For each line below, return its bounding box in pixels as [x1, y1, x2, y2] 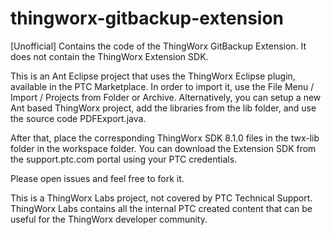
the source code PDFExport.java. [10, 112, 147, 124]
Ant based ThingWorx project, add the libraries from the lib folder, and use [10, 102, 317, 114]
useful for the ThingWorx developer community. [10, 213, 208, 225]
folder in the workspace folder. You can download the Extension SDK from [10, 142, 317, 154]
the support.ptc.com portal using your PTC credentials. [10, 153, 238, 165]
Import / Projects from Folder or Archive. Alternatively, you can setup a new [10, 91, 322, 103]
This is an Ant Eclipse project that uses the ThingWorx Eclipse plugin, [10, 70, 296, 82]
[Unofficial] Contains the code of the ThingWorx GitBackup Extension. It [10, 40, 307, 52]
